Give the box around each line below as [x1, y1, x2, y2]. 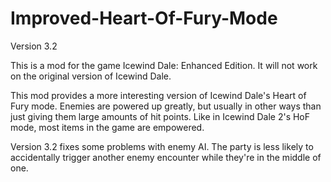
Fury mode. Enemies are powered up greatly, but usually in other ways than [10, 100, 322, 112]
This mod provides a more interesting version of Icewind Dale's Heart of [10, 89, 307, 101]
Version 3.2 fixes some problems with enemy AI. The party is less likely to [10, 140, 314, 152]
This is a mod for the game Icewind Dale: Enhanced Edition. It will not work [10, 59, 318, 71]
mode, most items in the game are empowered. [10, 121, 205, 133]
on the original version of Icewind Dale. [10, 70, 172, 82]
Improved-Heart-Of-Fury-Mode [10, 7, 278, 30]
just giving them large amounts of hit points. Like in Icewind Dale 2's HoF [10, 110, 311, 122]
